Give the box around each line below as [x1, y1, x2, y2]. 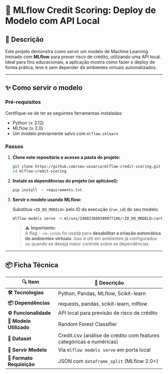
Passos [5, 143, 23, 150]
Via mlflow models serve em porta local [58, 346, 151, 353]
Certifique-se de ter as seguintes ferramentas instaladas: [5, 110, 123, 116]
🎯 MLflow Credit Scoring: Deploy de [5, 5, 156, 16]
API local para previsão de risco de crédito [58, 309, 158, 316]
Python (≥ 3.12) [12, 120, 44, 126]
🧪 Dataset [7, 335, 31, 342]
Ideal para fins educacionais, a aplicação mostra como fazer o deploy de [5, 59, 155, 65]
